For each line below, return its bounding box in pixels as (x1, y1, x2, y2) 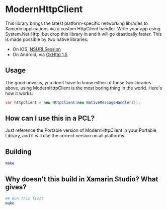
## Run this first (5, 196, 44, 201)
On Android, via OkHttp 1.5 (12, 51, 68, 58)
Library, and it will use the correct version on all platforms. (5, 133, 126, 139)
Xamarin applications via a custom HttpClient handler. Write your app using (5, 25, 161, 31)
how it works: (5, 90, 33, 96)
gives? (5, 183, 27, 191)
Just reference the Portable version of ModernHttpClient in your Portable (5, 127, 157, 133)
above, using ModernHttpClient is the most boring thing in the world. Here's (5, 85, 162, 91)
